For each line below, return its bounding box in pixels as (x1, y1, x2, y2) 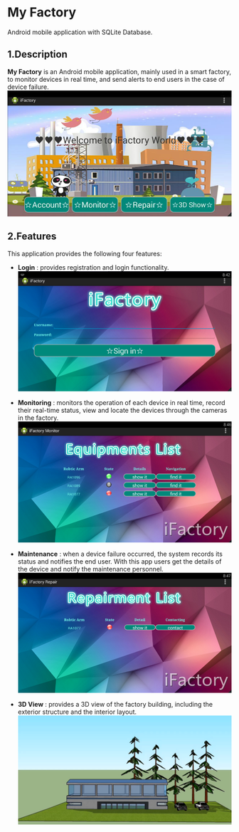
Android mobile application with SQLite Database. (7, 28, 153, 36)
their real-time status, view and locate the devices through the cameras (17, 406, 228, 415)
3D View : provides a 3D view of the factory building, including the (17, 700, 213, 709)
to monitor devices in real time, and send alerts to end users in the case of (7, 75, 225, 83)
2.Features (7, 231, 57, 243)
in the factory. (17, 414, 59, 422)
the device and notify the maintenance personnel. (17, 564, 164, 573)
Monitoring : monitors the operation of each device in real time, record (17, 399, 225, 407)
